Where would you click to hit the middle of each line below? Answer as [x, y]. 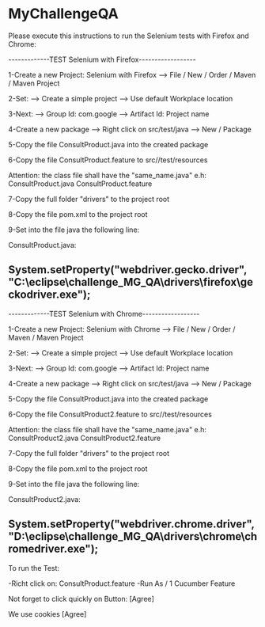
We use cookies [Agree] [47, 614]
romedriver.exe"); [53, 549]
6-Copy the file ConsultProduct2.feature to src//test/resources [110, 414]
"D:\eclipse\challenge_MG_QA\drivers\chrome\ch [133, 536]
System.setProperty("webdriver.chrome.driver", [131, 524]
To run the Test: [34, 568]
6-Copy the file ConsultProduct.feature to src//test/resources [108, 160]
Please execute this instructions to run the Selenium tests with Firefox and [129, 36]
